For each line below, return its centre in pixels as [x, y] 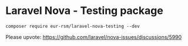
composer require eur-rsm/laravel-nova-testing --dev [73, 26]
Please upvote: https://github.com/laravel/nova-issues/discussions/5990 [94, 37]
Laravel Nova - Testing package [85, 11]
